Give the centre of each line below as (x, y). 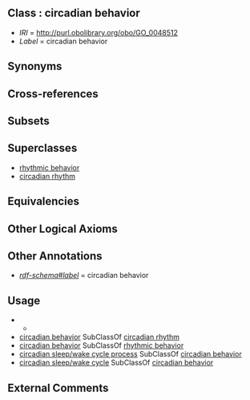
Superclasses (42, 148)
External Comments (58, 388)
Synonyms (35, 66)
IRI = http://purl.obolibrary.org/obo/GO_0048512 (98, 32)
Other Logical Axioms (62, 229)
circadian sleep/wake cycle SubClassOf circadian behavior (116, 363)
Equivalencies (43, 201)
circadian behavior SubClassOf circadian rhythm (99, 337)
